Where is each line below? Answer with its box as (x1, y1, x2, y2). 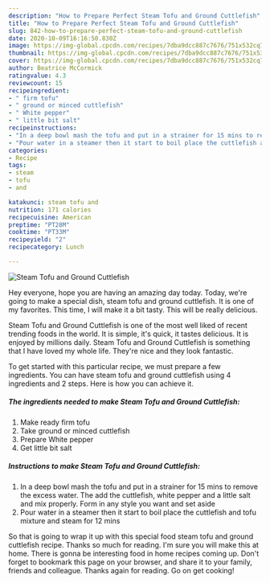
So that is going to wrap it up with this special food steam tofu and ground (8, 532, 254, 541)
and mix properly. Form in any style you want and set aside (19, 499, 215, 508)
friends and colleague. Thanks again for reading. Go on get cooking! (8, 565, 235, 575)
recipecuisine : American (8, 213, 92, 221)
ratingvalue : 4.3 (8, 72, 67, 80)
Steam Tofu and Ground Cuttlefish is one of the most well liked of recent (8, 320, 247, 330)
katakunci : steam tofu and (8, 198, 99, 206)
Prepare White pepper (19, 434, 94, 444)
